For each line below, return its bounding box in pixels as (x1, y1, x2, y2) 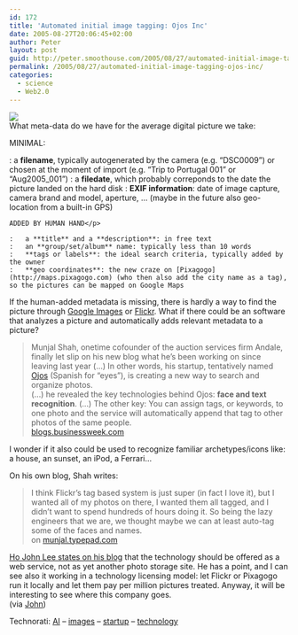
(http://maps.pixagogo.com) (9, 273, 114, 282)
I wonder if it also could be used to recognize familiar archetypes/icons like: (9, 444, 286, 454)
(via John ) (9, 599, 47, 609)
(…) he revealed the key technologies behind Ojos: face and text (30, 389, 267, 399)
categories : (9, 71, 53, 80)
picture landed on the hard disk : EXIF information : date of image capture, (9, 182, 280, 193)
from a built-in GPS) (40, 201, 114, 213)
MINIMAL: (9, 137, 46, 148)
